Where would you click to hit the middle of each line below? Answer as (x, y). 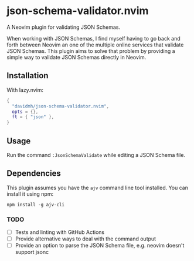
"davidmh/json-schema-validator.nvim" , (61, 106)
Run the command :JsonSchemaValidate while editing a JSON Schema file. (96, 155)
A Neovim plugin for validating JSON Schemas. (64, 27)
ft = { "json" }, (33, 117)
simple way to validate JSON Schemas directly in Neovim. (76, 57)
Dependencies (34, 174)
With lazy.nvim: (25, 90)
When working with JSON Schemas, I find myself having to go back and (93, 38)
